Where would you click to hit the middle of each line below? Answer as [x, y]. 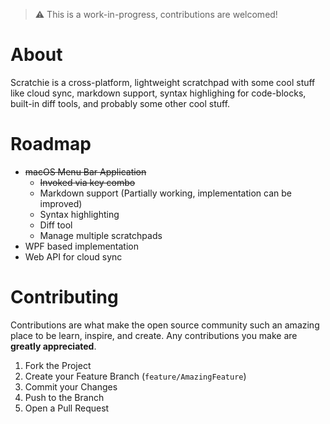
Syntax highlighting [79, 214]
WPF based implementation [81, 246]
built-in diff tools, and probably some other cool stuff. [120, 103]
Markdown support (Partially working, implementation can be [165, 193]
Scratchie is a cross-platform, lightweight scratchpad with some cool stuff [163, 82]
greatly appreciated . [53, 346]
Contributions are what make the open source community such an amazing [165, 325]
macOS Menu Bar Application [85, 171]
